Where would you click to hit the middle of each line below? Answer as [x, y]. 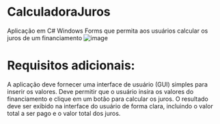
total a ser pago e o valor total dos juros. [64, 113]
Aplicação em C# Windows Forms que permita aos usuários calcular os [108, 31]
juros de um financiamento [45, 37]
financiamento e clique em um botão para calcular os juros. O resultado [108, 99]
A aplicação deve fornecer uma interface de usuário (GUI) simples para [108, 84]
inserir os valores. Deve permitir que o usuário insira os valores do [100, 91]
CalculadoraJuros [59, 12]
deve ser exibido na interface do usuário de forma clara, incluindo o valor [110, 106]
